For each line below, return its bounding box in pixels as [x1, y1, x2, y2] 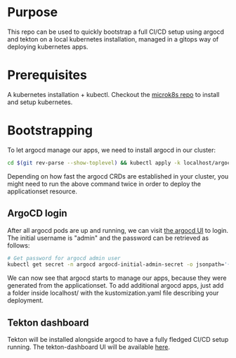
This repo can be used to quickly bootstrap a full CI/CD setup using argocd [7, 27, 225, 36]
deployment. [7, 296, 44, 305]
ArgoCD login [7, 207, 68, 219]
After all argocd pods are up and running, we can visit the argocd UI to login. [7, 226, 229, 234]
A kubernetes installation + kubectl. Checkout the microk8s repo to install [7, 90, 220, 98]
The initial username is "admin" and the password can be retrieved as [7, 234, 209, 242]
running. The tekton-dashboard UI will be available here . [7, 343, 171, 352]
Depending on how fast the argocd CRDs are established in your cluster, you [7, 172, 229, 180]
